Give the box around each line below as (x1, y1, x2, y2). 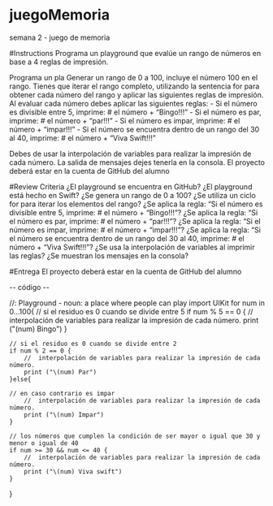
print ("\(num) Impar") (24, 410, 105, 419)
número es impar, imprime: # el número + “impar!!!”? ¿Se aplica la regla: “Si (9, 225, 261, 235)
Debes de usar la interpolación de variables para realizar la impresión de (9, 149, 252, 158)
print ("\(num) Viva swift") (24, 467, 123, 476)
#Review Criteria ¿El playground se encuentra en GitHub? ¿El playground (9, 181, 253, 192)
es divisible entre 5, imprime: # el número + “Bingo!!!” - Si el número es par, (9, 107, 262, 117)
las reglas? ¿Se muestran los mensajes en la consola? (9, 250, 189, 261)
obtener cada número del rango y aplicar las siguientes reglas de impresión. (9, 89, 264, 99)
